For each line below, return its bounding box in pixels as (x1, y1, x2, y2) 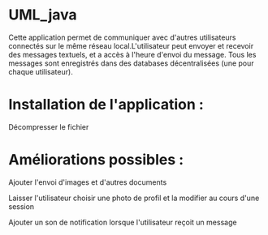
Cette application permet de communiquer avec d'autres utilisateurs (8, 32, 236, 42)
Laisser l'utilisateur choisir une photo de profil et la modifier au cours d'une (8, 193, 260, 203)
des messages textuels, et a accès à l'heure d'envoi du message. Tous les (8, 49, 257, 59)
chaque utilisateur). (8, 66, 73, 76)
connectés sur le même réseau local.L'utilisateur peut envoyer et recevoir (8, 41, 254, 50)
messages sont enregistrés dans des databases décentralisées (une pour (8, 58, 254, 68)
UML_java (8, 6, 77, 24)
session (8, 201, 35, 211)
